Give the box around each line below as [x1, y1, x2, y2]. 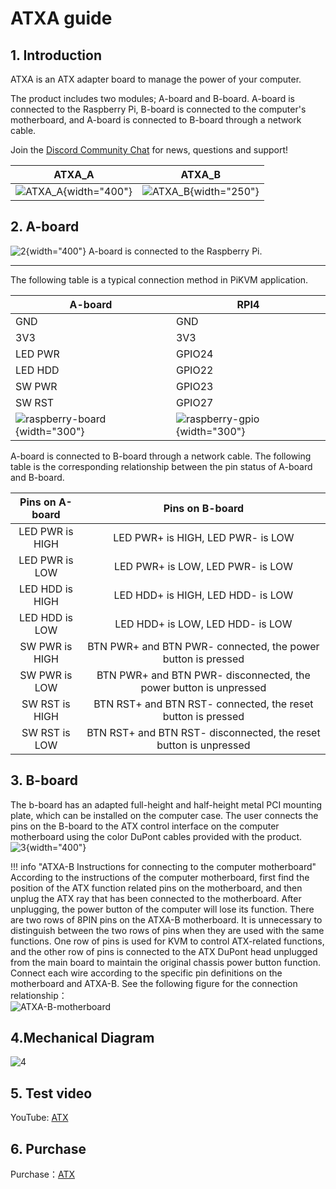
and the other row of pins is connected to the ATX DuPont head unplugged [10, 945, 318, 957]
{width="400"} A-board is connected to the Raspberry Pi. [25, 245, 263, 257]
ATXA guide [10, 7, 113, 30]
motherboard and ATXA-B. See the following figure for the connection [10, 977, 298, 989]
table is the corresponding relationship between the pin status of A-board [10, 460, 313, 472]
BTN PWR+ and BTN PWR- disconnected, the [96, 668, 311, 682]
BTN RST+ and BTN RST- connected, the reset [93, 697, 314, 711]
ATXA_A [53, 168, 95, 181]
